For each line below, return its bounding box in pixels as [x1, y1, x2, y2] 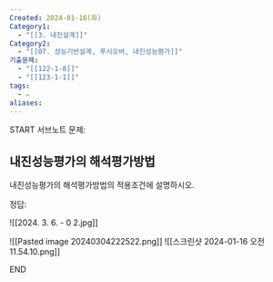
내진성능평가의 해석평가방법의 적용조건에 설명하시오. [9, 180, 195, 191]
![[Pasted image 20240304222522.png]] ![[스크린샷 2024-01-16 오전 [9, 236, 266, 247]
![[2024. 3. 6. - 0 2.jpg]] [9, 217, 98, 228]
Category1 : [9, 22, 51, 31]
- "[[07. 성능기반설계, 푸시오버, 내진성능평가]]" [17, 47, 183, 57]
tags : [9, 81, 30, 90]
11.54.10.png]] [9, 246, 61, 257]
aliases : [9, 98, 43, 108]
